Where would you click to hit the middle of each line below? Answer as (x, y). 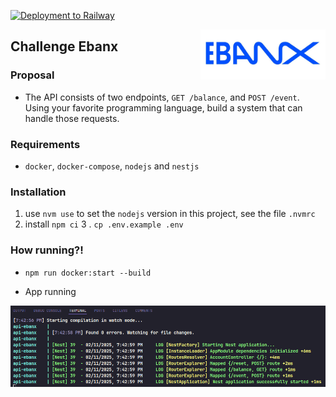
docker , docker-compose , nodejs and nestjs (112, 166)
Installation (38, 192)
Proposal (32, 75)
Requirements (45, 144)
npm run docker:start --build (88, 273)
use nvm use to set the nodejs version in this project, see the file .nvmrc (170, 214)
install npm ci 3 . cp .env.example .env (104, 224)
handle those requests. (72, 118)
